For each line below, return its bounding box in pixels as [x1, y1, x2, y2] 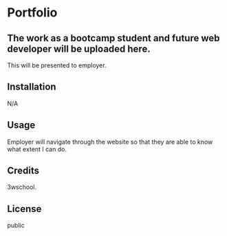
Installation [7, 81, 56, 93]
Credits [7, 165, 40, 177]
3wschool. [7, 183, 36, 191]
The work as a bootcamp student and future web [7, 32, 220, 44]
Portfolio [7, 5, 58, 21]
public [7, 222, 25, 230]
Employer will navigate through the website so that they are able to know [7, 138, 213, 146]
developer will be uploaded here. [7, 43, 151, 54]
